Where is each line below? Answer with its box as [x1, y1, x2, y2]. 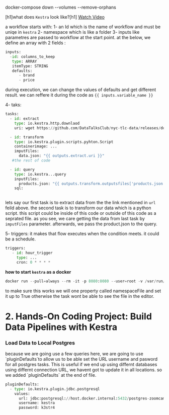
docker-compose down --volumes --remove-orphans [5, 5, 117, 10]
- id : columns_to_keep [10, 54, 55, 59]
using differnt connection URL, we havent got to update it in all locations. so [5, 367, 162, 373]
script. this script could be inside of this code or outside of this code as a [5, 210, 157, 216]
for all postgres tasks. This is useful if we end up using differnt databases [5, 361, 157, 367]
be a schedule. [5, 236, 36, 242]
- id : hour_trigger [12, 251, 53, 256]
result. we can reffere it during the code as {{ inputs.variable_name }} [5, 92, 153, 98]
